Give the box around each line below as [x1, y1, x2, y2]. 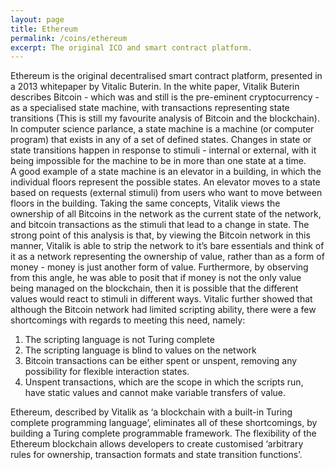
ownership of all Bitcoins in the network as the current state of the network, [10, 208, 322, 220]
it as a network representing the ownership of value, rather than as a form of [10, 251, 325, 263]
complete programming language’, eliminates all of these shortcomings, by [10, 417, 318, 429]
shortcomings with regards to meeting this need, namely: [10, 314, 246, 326]
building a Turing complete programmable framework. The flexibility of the [10, 427, 317, 440]
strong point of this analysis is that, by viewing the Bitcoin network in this [10, 229, 311, 241]
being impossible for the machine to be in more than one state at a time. [10, 155, 307, 167]
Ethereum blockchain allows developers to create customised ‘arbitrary [10, 438, 304, 450]
